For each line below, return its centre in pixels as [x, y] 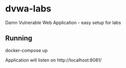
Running [19, 38]
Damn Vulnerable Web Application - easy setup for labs [63, 22]
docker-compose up [27, 50]
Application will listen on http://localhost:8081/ [54, 60]
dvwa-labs [28, 9]
